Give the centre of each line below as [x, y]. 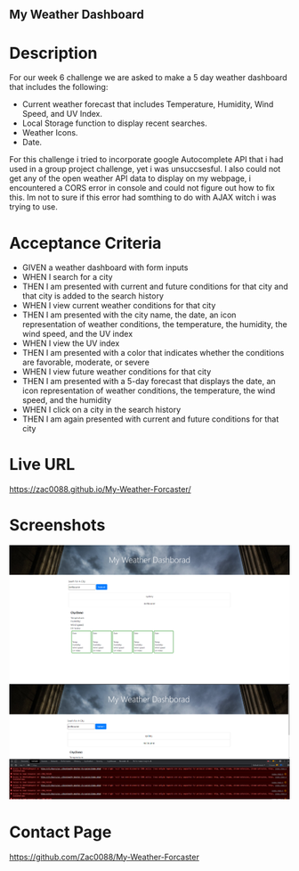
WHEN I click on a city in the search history [101, 410]
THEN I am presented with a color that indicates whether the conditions [153, 353]
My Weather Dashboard [77, 15]
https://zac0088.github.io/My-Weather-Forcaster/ [100, 489]
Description [53, 53]
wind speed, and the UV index [77, 334]
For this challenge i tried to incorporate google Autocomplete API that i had [146, 160]
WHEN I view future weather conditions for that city [117, 372]
